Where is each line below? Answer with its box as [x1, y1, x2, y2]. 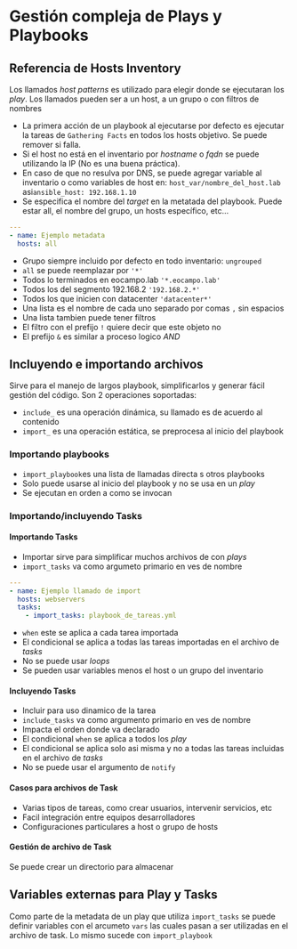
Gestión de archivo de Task [9, 841, 112, 852]
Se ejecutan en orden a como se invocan [21, 487, 173, 498]
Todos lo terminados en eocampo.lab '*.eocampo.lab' [21, 274, 221, 285]
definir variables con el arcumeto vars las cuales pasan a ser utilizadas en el [9, 920, 289, 931]
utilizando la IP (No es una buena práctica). [21, 158, 181, 168]
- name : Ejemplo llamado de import [9, 586, 141, 596]
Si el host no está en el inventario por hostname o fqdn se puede [21, 149, 260, 159]
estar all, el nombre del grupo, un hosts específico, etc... [21, 206, 229, 215]
